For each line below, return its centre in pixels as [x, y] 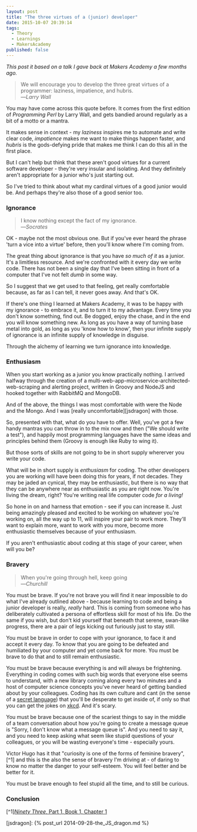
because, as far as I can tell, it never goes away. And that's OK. [83, 293]
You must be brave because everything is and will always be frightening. [94, 668]
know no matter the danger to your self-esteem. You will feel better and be [96, 765]
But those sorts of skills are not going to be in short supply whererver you [95, 453]
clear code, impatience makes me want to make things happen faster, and [96, 138]
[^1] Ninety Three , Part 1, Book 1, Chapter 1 [57, 811]
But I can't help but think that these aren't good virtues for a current [88, 162]
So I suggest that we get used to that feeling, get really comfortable [88, 286]
